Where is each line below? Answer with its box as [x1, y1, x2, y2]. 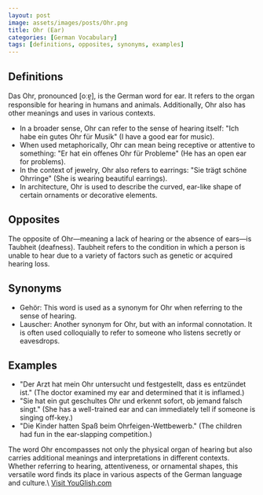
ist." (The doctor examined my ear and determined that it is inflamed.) [19, 388, 245, 398]
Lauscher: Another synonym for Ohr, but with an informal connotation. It [19, 319, 253, 328]
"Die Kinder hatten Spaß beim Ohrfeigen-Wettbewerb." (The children [19, 421, 242, 431]
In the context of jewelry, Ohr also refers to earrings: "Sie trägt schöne [19, 165, 247, 174]
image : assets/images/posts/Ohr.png [8, 19, 128, 27]
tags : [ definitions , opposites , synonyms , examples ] [8, 41, 184, 49]
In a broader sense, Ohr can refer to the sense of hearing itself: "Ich [19, 123, 239, 133]
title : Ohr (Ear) [8, 26, 65, 34]
